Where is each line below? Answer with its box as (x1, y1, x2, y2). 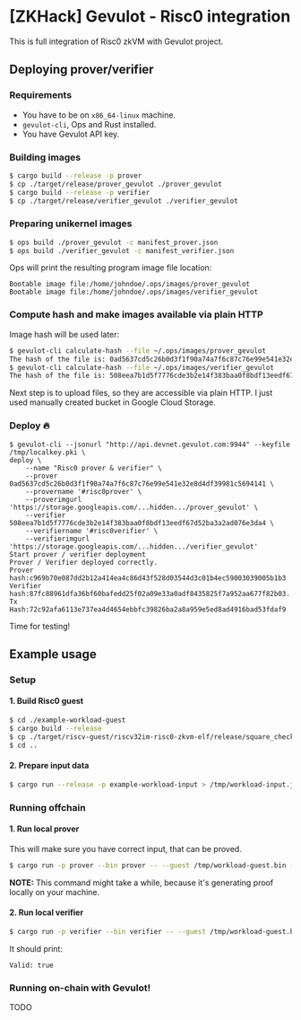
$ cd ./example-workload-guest (9, 716, 126, 725)
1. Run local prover (9, 823, 80, 834)
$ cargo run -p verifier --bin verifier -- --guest (9, 927, 206, 936)
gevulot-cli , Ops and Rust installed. (21, 119, 157, 129)
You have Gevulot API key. (21, 128, 120, 139)
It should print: (9, 943, 63, 954)
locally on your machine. (9, 886, 100, 897)
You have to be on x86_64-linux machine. (21, 110, 176, 120)
